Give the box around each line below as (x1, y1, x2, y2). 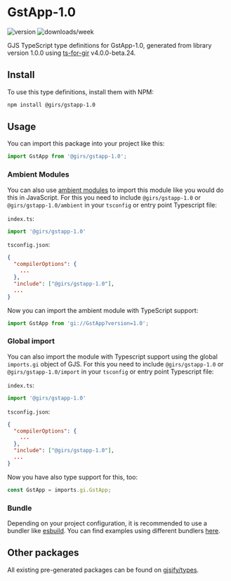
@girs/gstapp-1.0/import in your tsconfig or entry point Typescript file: (7, 367, 214, 376)
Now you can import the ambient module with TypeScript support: (7, 306, 199, 314)
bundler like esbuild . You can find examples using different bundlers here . (7, 526, 221, 535)
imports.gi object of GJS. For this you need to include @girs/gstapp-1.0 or (7, 359, 224, 368)
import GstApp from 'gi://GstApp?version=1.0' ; (7, 319, 150, 327)
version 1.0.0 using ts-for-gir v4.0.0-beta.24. (7, 49, 136, 57)
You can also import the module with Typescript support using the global (7, 352, 218, 361)
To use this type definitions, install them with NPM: (7, 87, 154, 96)
